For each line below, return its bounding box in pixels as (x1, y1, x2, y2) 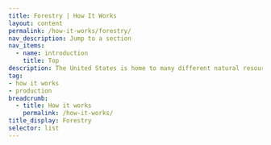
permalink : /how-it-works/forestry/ (8, 27, 131, 35)
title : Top (23, 57, 60, 65)
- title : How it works (15, 101, 92, 110)
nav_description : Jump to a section (8, 34, 131, 43)
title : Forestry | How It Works (8, 11, 117, 20)
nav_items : (8, 42, 45, 50)
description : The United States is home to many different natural (8, 64, 240, 72)
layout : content (8, 19, 63, 27)
